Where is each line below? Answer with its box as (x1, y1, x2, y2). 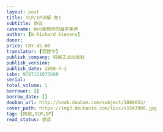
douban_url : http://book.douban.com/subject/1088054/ (6, 99, 147, 105)
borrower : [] (6, 88, 40, 94)
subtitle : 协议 (6, 20, 43, 26)
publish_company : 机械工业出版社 (6, 54, 85, 60)
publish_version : (6, 60, 51, 66)
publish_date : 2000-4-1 (6, 65, 67, 72)
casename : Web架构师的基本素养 (6, 26, 79, 32)
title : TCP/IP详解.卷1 (6, 15, 62, 21)
